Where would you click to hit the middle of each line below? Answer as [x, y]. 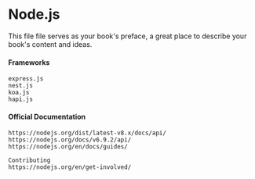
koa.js [19, 93]
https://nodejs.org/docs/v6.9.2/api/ [70, 140]
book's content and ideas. [50, 44]
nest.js [21, 86]
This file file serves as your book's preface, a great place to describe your [127, 36]
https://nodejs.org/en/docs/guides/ [68, 147]
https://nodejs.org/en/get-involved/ [70, 167]
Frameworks [29, 62]
